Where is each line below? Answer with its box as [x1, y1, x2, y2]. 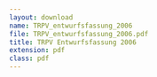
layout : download [9, 12, 74, 22]
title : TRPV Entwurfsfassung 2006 [9, 37, 137, 47]
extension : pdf [9, 46, 66, 55]
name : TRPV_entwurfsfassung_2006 [9, 21, 133, 30]
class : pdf [9, 54, 50, 63]
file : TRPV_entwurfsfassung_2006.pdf [9, 29, 149, 38]
